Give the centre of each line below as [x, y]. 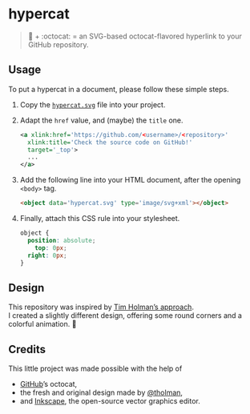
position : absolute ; [62, 240]
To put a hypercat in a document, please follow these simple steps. [119, 89]
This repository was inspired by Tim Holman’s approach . [101, 307]
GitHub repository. [58, 44]
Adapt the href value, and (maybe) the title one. [101, 120]
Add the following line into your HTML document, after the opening [130, 180]
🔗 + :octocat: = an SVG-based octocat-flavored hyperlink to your [135, 36]
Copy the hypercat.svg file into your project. [93, 104]
